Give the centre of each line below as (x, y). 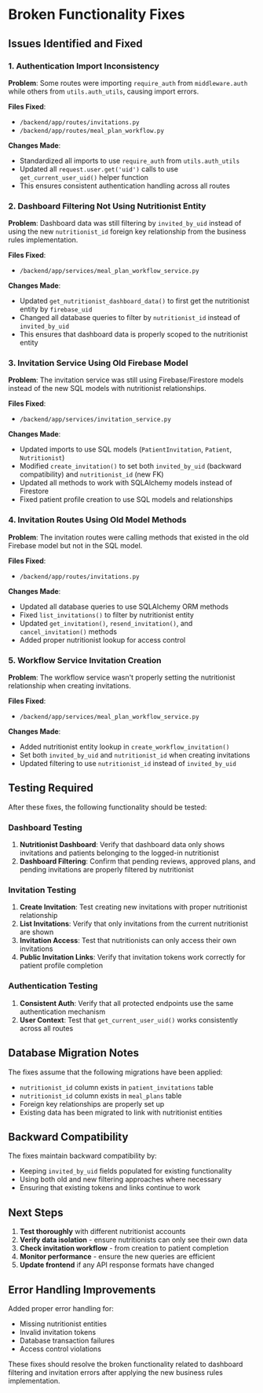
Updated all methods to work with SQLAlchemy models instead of (126, 483)
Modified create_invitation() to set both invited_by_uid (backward (130, 466)
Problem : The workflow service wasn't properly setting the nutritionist (122, 677)
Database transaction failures (67, 1341)
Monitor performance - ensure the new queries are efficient (117, 1257)
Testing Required (51, 788)
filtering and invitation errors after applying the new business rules (116, 1373)
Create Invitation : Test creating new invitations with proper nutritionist (133, 907)
